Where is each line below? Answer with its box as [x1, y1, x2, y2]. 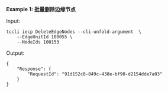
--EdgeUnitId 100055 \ [17, 34, 73, 40]
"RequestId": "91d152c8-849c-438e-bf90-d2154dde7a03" [27, 71, 163, 77]
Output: [6, 49, 25, 57]
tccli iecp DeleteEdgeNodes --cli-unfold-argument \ [6, 29, 142, 35]
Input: [6, 18, 21, 24]
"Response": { [17, 66, 51, 72]
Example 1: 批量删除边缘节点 [6, 6, 76, 12]
